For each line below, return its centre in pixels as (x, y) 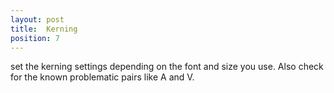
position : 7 (35, 38)
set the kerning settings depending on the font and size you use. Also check (167, 67)
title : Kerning (44, 29)
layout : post (37, 19)
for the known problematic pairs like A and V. (102, 77)
